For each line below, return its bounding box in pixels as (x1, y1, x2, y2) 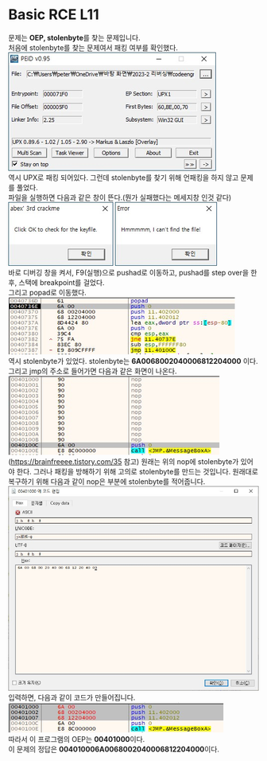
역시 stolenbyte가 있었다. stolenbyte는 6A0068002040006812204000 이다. (8, 356, 258, 365)
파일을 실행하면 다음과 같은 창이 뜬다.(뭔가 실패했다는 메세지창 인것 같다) (8, 193, 232, 202)
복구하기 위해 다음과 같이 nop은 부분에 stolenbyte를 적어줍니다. (8, 476, 206, 486)
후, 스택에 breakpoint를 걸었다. (8, 277, 105, 287)
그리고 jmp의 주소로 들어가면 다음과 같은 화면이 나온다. (8, 366, 177, 376)
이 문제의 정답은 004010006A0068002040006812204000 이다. (8, 744, 220, 754)
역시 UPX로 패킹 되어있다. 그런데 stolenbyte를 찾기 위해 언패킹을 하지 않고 (8, 173, 239, 182)
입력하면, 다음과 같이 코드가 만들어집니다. (8, 693, 136, 702)
